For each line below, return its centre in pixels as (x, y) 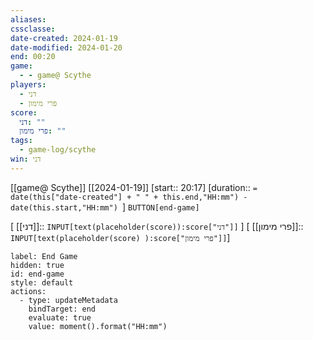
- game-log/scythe (58, 150)
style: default (42, 282)
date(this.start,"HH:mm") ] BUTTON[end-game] (105, 207)
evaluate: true (60, 317)
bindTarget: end (62, 309)
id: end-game (37, 274)
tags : (21, 141)
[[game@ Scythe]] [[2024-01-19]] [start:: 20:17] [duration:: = (134, 187)
